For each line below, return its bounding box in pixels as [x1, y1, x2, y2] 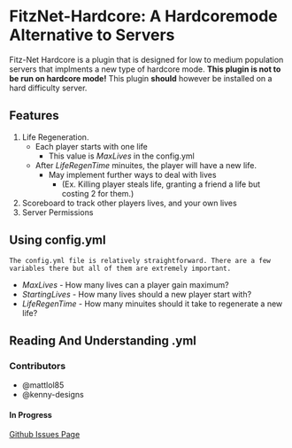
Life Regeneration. [21, 131, 89, 143]
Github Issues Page [9, 429, 81, 440]
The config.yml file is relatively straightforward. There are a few [9, 256, 272, 265]
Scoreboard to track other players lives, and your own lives [21, 197, 237, 208]
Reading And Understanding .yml [9, 333, 196, 348]
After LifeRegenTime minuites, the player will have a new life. [35, 159, 257, 170]
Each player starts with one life [35, 141, 148, 151]
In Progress [9, 409, 53, 420]
